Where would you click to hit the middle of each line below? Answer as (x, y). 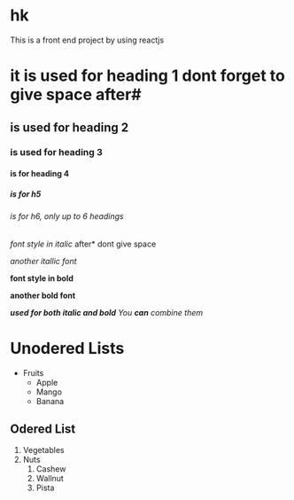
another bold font (43, 295)
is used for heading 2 (70, 127)
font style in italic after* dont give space (83, 244)
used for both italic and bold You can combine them (106, 312)
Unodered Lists (67, 348)
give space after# (76, 95)
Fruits (33, 372)
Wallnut (50, 479)
